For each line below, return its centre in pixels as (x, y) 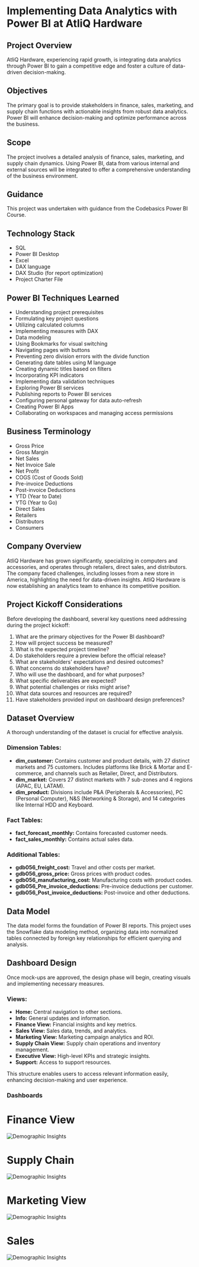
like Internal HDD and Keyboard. (54, 805)
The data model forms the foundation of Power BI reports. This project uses (99, 926)
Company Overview (44, 546)
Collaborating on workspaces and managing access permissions (94, 413)
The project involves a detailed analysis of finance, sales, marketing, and (95, 157)
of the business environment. (42, 175)
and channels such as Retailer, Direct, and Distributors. (111, 773)
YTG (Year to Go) (36, 503)
